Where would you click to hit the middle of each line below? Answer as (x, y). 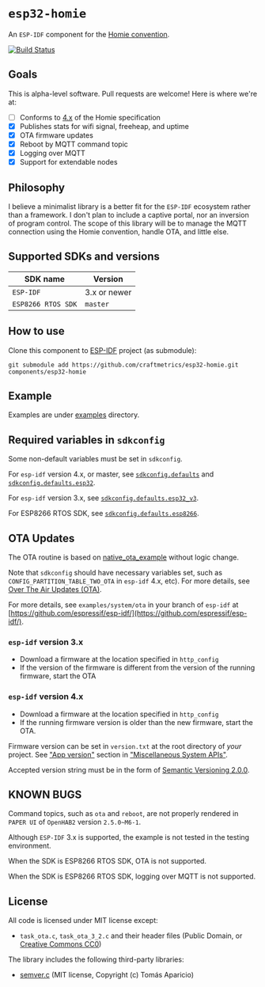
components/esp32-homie (47, 372)
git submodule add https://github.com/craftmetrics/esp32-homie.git (123, 365)
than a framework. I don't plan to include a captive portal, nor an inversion (129, 214)
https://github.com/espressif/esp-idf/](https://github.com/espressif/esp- (129, 613)
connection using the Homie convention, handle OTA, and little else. (119, 231)
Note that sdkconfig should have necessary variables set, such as (115, 573)
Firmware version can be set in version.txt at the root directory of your (125, 746)
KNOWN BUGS (45, 794)
